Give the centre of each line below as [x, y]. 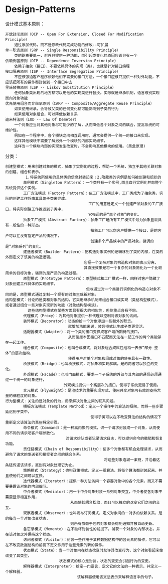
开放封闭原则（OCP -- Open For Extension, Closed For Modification [74, 34]
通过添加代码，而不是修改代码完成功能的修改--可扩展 [61, 45]
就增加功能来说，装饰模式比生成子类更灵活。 [107, 326]
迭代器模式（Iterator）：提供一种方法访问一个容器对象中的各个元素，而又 [89, 481]
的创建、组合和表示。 [24, 172]
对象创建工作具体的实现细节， [31, 284]
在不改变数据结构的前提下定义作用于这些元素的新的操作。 [56, 545]
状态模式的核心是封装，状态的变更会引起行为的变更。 [106, 561]
